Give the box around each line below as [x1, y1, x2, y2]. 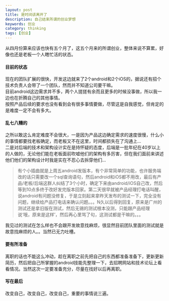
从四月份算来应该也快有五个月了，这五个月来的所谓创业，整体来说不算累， [5, 45, 159, 51]
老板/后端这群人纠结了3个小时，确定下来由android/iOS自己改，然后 [23, 180, 163, 186]
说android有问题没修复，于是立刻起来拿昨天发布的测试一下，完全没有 [17, 193, 161, 199]
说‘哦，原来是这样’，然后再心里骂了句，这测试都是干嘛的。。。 [17, 212, 144, 218]
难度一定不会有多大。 [9, 108, 54, 114]
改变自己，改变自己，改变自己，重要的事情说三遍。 [5, 290, 111, 296]
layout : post [5, 7, 33, 13]
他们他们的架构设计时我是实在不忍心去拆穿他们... [5, 157, 107, 163]
